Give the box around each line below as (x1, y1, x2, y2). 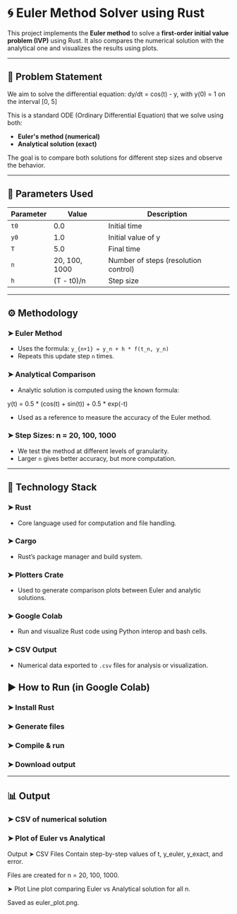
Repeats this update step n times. (17, 352, 115, 361)
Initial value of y (108, 232, 161, 242)
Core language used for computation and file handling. (17, 518, 177, 527)
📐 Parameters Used (7, 188, 94, 200)
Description (147, 209, 188, 218)
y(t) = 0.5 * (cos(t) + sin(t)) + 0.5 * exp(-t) (7, 399, 128, 408)
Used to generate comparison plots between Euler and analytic (17, 586, 201, 594)
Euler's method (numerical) (17, 132, 100, 141)
